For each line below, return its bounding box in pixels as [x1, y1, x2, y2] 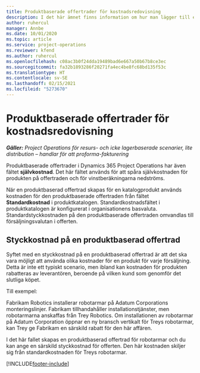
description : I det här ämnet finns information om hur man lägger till [6, 14, 190, 20]
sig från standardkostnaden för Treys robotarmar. [6, 349, 127, 356]
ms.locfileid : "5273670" [6, 86, 68, 92]
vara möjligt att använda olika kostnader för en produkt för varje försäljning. [6, 257, 192, 264]
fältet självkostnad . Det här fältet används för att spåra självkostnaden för [6, 168, 188, 175]
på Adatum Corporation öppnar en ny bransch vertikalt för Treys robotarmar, [6, 318, 194, 325]
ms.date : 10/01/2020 [6, 31, 58, 37]
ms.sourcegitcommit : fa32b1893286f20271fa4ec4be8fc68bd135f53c [6, 64, 167, 70]
